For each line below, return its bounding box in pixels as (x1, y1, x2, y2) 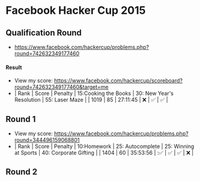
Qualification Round (5, 28, 82, 38)
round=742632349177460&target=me (14, 84, 109, 91)
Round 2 (5, 167, 37, 177)
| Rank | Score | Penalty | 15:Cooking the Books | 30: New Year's (14, 90, 174, 97)
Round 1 (5, 114, 36, 124)
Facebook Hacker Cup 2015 (5, 4, 146, 17)
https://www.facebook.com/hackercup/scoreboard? (53, 77, 183, 84)
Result (5, 64, 22, 71)
